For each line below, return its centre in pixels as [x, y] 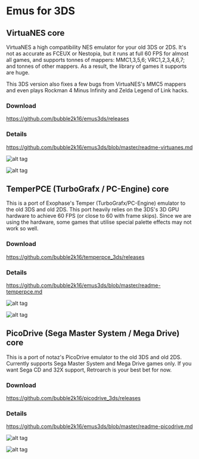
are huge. [18, 72]
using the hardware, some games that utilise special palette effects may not [99, 222]
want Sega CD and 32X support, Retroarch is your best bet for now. [89, 370]
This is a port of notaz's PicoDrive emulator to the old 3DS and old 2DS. [94, 357]
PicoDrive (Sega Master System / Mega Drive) [93, 334]
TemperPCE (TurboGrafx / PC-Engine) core [88, 189]
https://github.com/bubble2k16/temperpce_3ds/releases [75, 257]
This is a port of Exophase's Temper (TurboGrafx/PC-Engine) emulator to [96, 203]
